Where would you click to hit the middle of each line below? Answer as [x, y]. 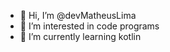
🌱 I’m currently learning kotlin [80, 36]
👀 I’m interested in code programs [89, 26]
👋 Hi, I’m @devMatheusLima [78, 15]
